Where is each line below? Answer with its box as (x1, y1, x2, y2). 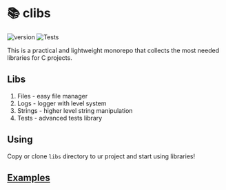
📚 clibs (7, 6, 52, 21)
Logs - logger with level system (17, 99, 107, 107)
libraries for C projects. (7, 53, 72, 62)
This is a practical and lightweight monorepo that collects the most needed (7, 46, 219, 54)
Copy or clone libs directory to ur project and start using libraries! (7, 152, 195, 160)
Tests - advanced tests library (17, 114, 103, 122)
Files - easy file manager (17, 92, 88, 100)
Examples (7, 171, 50, 183)
